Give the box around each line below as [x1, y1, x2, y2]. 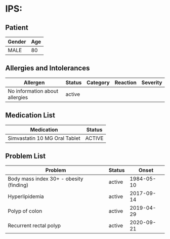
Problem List [5, 152, 46, 161]
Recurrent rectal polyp [8, 222, 61, 229]
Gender [8, 38, 26, 45]
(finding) [8, 182, 29, 189]
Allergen [23, 79, 45, 86]
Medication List [5, 111, 56, 119]
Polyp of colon [8, 208, 42, 215]
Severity [141, 79, 162, 86]
